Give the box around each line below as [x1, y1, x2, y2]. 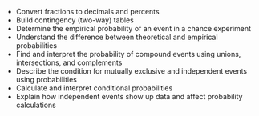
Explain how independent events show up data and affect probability [15, 92, 243, 101]
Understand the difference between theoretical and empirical [15, 32, 218, 42]
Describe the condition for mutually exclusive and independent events [15, 66, 248, 75]
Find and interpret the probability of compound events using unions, [15, 50, 241, 58]
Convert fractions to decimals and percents [15, 7, 160, 16]
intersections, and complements [15, 58, 123, 67]
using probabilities [15, 75, 78, 84]
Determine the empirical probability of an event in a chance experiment [15, 24, 251, 33]
